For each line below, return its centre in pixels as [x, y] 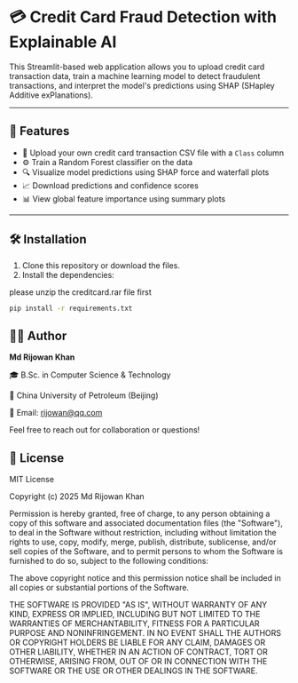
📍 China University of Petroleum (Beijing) [84, 395]
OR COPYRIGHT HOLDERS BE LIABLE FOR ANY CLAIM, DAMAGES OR [137, 643]
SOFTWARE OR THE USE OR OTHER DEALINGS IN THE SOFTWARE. [133, 671]
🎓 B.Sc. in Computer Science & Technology [90, 375]
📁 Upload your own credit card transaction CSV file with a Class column [153, 153]
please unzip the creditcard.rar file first [81, 292]
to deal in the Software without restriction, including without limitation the [143, 533]
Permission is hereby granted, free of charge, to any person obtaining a [140, 514]
